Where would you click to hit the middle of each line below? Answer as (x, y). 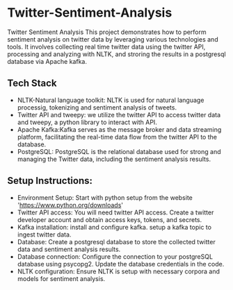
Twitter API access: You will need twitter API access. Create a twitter (115, 212)
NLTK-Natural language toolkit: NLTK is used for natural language (111, 100)
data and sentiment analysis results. (69, 249)
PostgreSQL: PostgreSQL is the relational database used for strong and (119, 151)
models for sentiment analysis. (61, 278)
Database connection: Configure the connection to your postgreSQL (115, 256)
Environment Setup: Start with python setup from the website (105, 197)
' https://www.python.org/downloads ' (70, 205)
